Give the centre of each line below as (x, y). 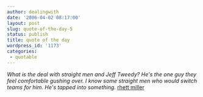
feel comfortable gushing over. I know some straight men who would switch (102, 81)
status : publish (27, 35)
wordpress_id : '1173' (34, 46)
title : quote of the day (38, 40)
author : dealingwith (33, 12)
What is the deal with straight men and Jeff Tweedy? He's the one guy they (102, 74)
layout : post (23, 23)
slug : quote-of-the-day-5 (40, 29)
